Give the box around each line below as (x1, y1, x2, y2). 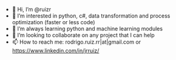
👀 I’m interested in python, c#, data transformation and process (12, 12, 171, 19)
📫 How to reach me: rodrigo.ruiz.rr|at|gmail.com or (12, 38, 141, 45)
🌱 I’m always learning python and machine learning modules (12, 25, 163, 32)
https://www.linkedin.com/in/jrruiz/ (12, 47, 100, 54)
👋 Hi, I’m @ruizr (12, 6, 52, 13)
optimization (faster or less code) (12, 19, 95, 25)
